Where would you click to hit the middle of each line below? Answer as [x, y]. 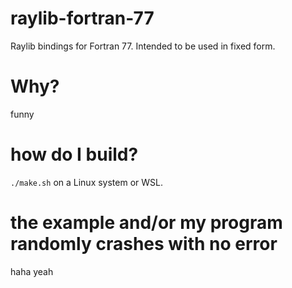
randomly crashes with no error [144, 244]
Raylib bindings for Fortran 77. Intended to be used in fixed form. [143, 46]
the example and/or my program [146, 223]
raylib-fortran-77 [82, 18]
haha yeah [32, 271]
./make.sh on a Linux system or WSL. [86, 182]
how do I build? [74, 154]
